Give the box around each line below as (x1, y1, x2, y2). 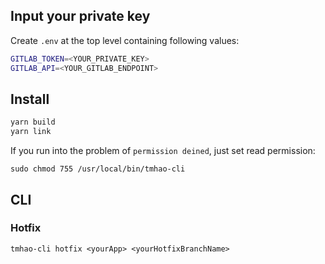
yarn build (10, 117, 56, 128)
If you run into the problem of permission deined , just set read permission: (10, 145, 316, 157)
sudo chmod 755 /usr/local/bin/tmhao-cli (10, 164, 186, 174)
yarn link (10, 127, 52, 137)
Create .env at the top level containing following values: (10, 34, 240, 46)
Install (10, 90, 50, 108)
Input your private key (10, 8, 151, 25)
